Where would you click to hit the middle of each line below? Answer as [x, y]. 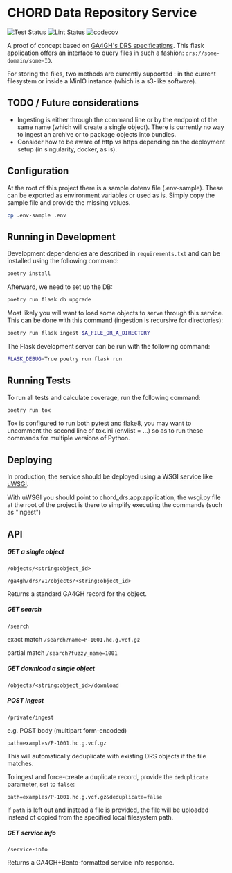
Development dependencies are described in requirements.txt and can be [114, 253]
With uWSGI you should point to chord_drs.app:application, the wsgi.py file [114, 497]
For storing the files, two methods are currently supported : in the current [111, 74]
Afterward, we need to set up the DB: [60, 287]
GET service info [32, 833]
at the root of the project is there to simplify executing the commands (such [115, 505]
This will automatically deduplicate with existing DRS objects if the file [107, 756]
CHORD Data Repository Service [102, 13]
